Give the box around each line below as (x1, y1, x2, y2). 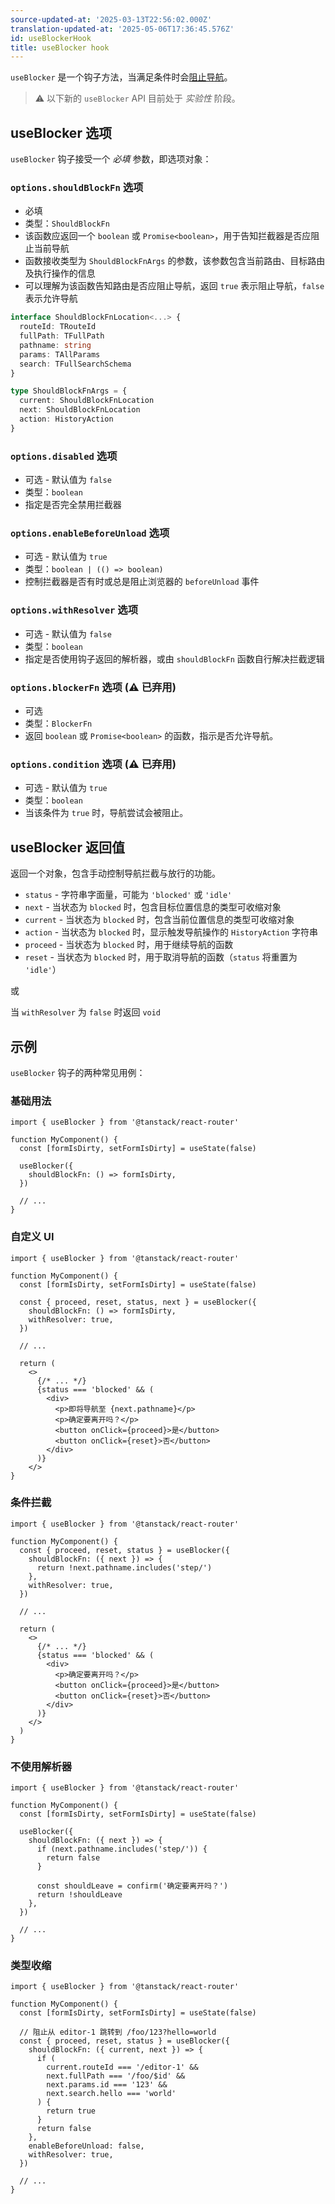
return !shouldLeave (36, 1890, 123, 1900)
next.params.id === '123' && (46, 2080, 168, 2090)
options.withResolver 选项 (10, 603, 139, 617)
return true (46, 2106, 97, 2116)
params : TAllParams (19, 349, 101, 360)
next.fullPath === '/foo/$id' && (46, 2071, 186, 2081)
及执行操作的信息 (24, 267, 96, 280)
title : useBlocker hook (10, 42, 110, 53)
